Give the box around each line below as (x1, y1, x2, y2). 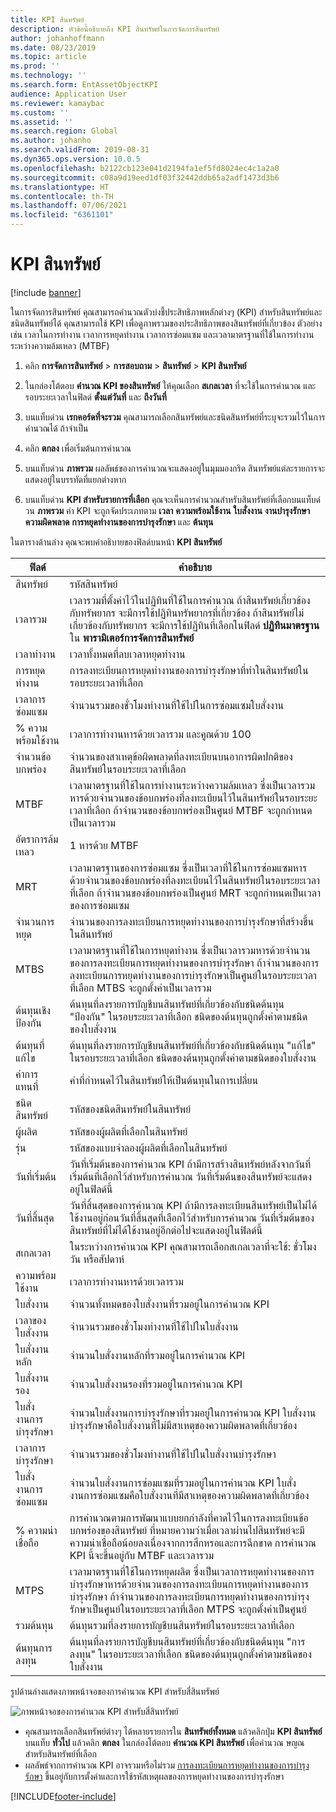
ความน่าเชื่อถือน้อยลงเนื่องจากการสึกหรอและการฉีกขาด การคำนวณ (69, 1536, 317, 1550)
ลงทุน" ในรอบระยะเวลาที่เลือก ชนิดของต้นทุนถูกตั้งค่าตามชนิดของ (69, 1647, 312, 1661)
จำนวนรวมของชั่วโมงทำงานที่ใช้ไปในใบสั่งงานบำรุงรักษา (69, 1447, 277, 1461)
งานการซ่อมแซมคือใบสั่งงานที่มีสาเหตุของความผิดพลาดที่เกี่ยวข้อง (69, 1488, 310, 1502)
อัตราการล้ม (15, 832, 59, 846)
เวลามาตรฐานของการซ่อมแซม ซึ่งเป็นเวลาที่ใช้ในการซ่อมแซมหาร (69, 861, 307, 875)
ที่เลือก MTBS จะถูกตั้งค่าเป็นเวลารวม (69, 981, 212, 995)
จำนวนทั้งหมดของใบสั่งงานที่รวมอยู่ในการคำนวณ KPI (69, 1297, 270, 1311)
